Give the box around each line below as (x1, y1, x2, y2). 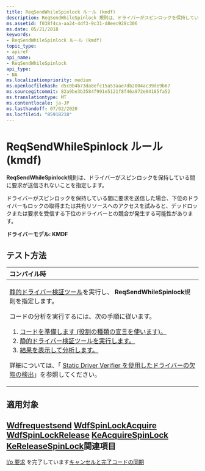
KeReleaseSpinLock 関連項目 (6, 441, 116, 451)
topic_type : (6, 43, 37, 50)
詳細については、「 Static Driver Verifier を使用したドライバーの (9, 362, 190, 370)
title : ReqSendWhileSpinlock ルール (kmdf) (6, 9, 116, 15)
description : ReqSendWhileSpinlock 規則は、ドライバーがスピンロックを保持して (6, 15, 195, 21)
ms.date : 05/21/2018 (6, 26, 59, 32)
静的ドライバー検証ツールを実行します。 (20, 337, 135, 346)
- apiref (6, 49, 29, 55)
